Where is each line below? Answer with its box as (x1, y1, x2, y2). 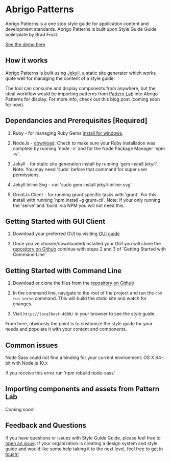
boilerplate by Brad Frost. (5, 31, 59, 37)
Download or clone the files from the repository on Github (12, 280, 134, 286)
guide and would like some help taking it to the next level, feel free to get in (5, 446, 163, 452)
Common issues (5, 341, 58, 349)
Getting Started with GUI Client (5, 217, 106, 226)
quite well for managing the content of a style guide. (5, 75, 115, 81)
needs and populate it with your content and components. (5, 326, 127, 332)
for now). (5, 101, 25, 108)
